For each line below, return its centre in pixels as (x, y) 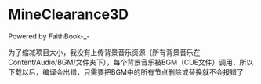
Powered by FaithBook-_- (49, 36)
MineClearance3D (69, 15)
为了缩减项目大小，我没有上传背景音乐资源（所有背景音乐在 (104, 52)
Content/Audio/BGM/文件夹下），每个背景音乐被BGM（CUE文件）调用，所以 (130, 62)
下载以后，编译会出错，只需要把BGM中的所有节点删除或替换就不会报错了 (126, 71)
